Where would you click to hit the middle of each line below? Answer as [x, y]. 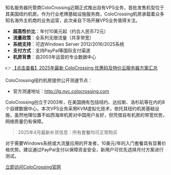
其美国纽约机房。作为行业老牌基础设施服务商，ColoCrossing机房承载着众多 [85, 14]
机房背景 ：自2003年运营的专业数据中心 [54, 57]
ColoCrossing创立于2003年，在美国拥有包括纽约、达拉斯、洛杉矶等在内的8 [85, 102]
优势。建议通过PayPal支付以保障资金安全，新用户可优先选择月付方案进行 [87, 150]
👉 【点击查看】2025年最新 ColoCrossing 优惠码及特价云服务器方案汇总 [82, 68]
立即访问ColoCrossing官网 [33, 167]
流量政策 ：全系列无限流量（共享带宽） [53, 38]
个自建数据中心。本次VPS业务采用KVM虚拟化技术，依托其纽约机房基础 [80, 109]
